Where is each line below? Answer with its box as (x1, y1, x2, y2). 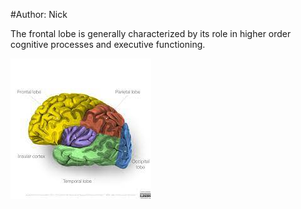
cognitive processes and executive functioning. (10, 39, 206, 50)
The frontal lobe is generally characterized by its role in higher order (10, 28, 292, 39)
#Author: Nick (10, 9, 68, 20)
